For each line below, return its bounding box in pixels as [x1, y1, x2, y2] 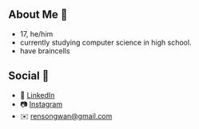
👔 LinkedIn [19, 90, 55, 100]
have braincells [19, 45, 70, 56]
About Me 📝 [8, 8, 68, 21]
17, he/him [19, 29, 54, 38]
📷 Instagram [19, 99, 62, 108]
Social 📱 [8, 69, 50, 83]
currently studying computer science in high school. [19, 37, 192, 47]
